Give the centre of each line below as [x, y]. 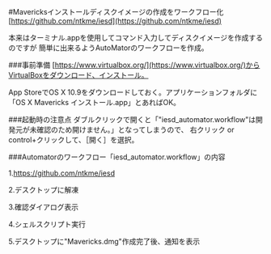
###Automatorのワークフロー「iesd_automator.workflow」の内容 [117, 157]
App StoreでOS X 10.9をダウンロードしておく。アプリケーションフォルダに [133, 92]
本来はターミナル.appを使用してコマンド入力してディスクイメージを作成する [135, 38]
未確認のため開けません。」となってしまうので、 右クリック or [132, 129]
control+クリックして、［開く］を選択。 [74, 140]
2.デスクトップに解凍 [44, 190]
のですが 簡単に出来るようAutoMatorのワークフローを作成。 [108, 48]
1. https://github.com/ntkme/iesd [62, 173]
